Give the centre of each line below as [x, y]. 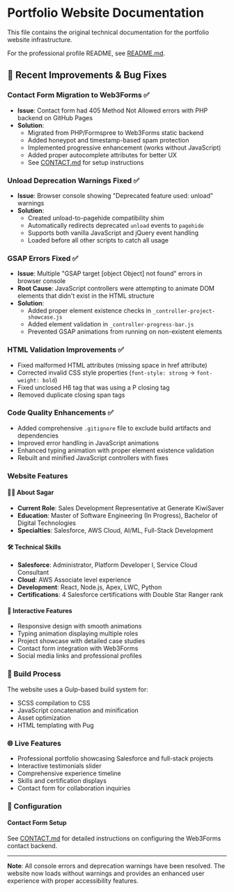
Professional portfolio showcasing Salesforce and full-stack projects [115, 758]
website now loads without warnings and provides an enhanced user [106, 873]
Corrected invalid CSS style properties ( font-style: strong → [106, 373]
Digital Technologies [47, 523]
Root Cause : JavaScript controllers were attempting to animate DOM [116, 289]
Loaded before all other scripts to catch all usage [98, 240]
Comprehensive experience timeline [69, 773]
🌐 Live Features [34, 743]
